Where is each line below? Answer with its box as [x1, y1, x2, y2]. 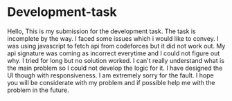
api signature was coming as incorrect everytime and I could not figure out [7, 49, 220, 57]
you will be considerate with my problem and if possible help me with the [7, 78, 215, 86]
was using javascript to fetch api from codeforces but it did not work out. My [7, 42, 226, 50]
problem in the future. [7, 86, 69, 94]
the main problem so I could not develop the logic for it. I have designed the [7, 64, 223, 72]
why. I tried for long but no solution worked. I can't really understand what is [7, 56, 225, 64]
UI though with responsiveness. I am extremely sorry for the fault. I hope [7, 71, 214, 80]
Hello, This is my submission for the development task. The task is [7, 27, 196, 35]
